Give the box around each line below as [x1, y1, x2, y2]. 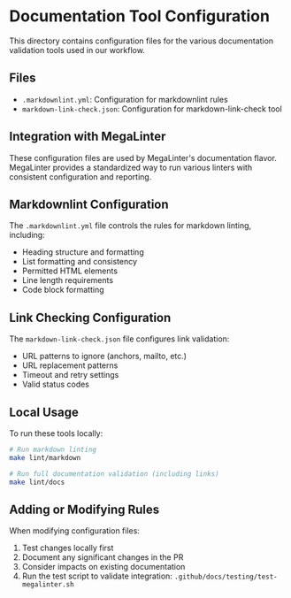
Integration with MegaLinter [9, 129, 166, 144]
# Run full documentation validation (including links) [9, 469, 219, 479]
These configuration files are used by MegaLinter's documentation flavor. [9, 152, 277, 163]
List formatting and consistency [21, 257, 138, 267]
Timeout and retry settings [21, 370, 119, 380]
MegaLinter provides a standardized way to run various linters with [9, 162, 253, 172]
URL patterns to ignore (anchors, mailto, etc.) [21, 351, 188, 362]
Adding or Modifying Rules [9, 502, 160, 517]
